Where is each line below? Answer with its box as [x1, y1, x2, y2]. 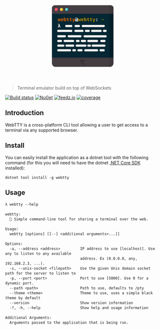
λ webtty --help [5, 202, 38, 207]
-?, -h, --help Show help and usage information [9, 305, 149, 310]
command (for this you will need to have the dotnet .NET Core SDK [5, 160, 141, 165]
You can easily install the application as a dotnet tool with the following [5, 154, 149, 160]
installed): [5, 165, 26, 171]
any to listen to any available [5, 251, 71, 256]
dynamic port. [5, 281, 34, 286]
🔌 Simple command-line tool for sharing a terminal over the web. [9, 217, 149, 222]
